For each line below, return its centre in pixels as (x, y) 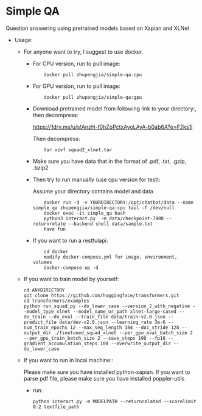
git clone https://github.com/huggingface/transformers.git (101, 295)
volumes (42, 262)
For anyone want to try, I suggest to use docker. (83, 52)
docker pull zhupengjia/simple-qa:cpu (93, 74)
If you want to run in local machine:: (68, 360)
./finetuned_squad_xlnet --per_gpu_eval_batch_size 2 (123, 333)
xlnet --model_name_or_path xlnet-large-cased (117, 311)
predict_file (40, 322)
